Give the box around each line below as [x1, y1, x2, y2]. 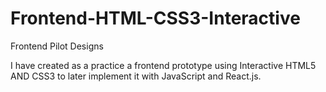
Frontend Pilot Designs [10, 40, 104, 52]
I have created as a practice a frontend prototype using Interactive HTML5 [10, 59, 317, 71]
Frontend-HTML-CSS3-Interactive [10, 7, 301, 30]
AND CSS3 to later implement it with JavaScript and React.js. [10, 70, 262, 82]
